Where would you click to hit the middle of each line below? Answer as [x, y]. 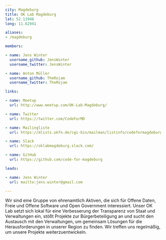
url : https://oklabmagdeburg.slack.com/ [52, 146]
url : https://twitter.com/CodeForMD [47, 119]
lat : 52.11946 [20, 19]
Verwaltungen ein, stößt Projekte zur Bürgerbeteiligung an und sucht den [80, 216]
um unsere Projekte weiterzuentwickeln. [46, 232]
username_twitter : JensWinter [41, 64]
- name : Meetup [21, 101]
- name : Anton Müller [27, 73]
